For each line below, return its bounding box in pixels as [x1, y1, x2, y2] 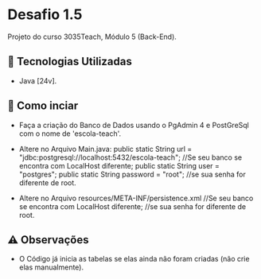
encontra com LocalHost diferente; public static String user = [18, 161, 220, 170]
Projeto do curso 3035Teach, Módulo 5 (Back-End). [7, 32, 177, 41]
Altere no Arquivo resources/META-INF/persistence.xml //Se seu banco [18, 193, 254, 203]
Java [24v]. [18, 76, 57, 85]
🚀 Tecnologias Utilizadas [7, 55, 132, 68]
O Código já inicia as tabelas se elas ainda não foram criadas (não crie [18, 254, 250, 264]
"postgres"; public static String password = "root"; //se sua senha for [18, 169, 246, 179]
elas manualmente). [18, 262, 84, 272]
